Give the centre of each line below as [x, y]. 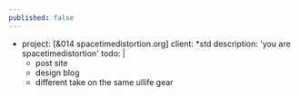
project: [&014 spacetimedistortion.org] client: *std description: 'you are [156, 44]
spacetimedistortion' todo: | [74, 53]
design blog [57, 73]
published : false [41, 18]
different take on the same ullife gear [104, 82]
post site [51, 63]
